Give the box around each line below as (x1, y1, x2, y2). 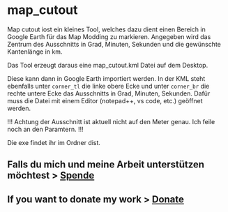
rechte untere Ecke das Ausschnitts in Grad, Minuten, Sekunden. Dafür (7, 89, 211, 98)
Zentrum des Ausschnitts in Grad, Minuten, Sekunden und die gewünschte (7, 40, 222, 48)
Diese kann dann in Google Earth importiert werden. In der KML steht (7, 74, 206, 82)
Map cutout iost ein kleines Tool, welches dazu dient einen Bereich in (7, 25, 206, 33)
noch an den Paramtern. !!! (7, 125, 84, 133)
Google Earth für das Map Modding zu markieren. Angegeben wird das (7, 32, 211, 40)
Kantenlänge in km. (7, 47, 63, 56)
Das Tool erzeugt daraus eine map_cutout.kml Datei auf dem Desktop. (7, 61, 208, 69)
